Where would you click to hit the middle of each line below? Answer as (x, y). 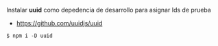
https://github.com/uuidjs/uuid (59, 23)
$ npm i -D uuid (29, 36)
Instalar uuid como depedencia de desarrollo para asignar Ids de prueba (109, 10)
